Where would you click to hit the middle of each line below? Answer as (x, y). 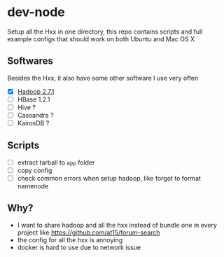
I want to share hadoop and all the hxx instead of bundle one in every (117, 225)
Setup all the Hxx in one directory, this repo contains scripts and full (105, 32)
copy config (35, 170)
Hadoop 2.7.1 (36, 91)
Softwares (30, 61)
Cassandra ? (35, 115)
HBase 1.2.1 (34, 99)
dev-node (36, 12)
